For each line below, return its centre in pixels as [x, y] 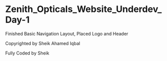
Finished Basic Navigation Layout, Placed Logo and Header [67, 33]
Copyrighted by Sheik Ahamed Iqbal [43, 43]
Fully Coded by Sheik [27, 53]
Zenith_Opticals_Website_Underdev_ [83, 9]
